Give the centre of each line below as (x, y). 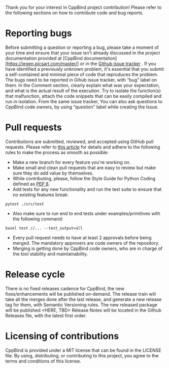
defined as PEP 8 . (31, 184)
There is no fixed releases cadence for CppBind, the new (65, 288)
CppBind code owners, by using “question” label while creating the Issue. (82, 107)
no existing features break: (41, 194)
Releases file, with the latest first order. (46, 316)
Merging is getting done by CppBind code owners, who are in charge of (88, 248)
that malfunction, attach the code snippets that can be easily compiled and (83, 96)
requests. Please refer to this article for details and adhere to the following (83, 147)
